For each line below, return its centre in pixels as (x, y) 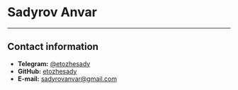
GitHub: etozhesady (47, 71)
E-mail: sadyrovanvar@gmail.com (67, 79)
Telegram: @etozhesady (54, 63)
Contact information (53, 47)
